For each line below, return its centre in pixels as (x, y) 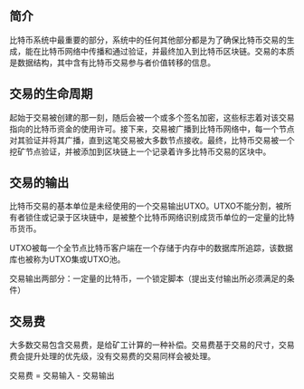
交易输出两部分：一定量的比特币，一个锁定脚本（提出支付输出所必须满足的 (148, 278)
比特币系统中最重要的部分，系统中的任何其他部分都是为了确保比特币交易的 (148, 40)
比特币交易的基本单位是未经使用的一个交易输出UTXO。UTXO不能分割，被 (147, 206)
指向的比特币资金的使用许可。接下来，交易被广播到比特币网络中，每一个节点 (152, 129)
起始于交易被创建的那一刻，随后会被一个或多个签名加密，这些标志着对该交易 (152, 117)
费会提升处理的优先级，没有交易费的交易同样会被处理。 (112, 356)
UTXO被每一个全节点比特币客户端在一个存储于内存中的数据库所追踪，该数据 (152, 248)
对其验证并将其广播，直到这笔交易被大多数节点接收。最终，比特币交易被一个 (152, 140)
